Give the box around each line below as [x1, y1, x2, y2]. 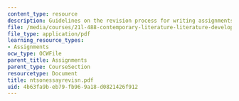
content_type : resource [7, 10, 78, 18]
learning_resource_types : [7, 37, 84, 44]
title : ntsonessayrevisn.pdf [7, 76, 94, 84]
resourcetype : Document [7, 70, 78, 77]
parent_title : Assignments [7, 57, 87, 64]
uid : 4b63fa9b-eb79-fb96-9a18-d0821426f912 [7, 83, 139, 90]
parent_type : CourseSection [7, 63, 91, 70]
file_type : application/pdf [7, 30, 91, 38]
